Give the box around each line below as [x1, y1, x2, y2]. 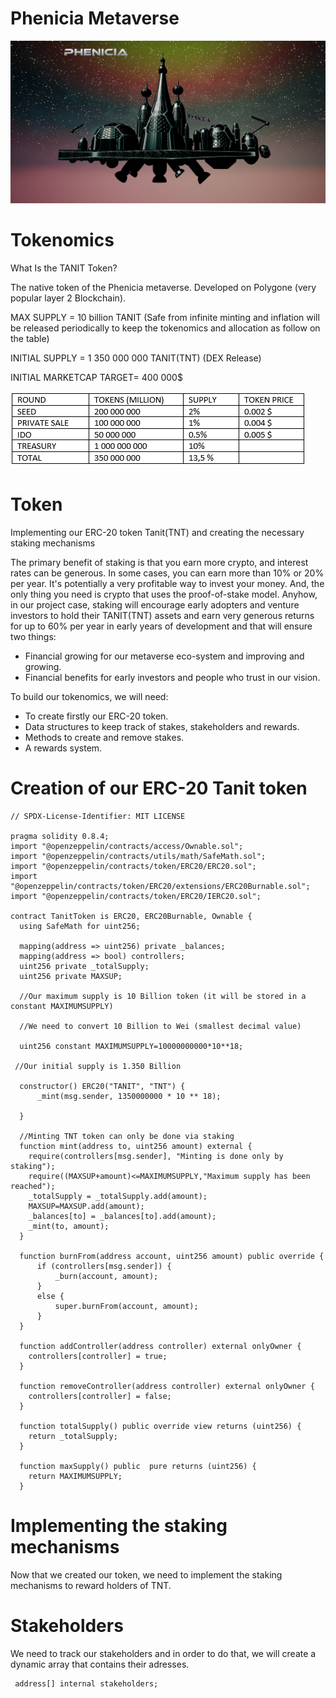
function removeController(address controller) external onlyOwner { [19, 1382, 315, 1392]
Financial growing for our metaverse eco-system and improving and [24, 650, 305, 662]
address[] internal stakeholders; [14, 1678, 159, 1689]
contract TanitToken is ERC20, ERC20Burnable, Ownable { [10, 912, 253, 922]
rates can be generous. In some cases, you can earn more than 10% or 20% [10, 567, 325, 579]
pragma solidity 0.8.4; [10, 832, 110, 842]
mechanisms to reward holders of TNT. [10, 1580, 172, 1592]
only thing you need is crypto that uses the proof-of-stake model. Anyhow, [10, 588, 318, 601]
